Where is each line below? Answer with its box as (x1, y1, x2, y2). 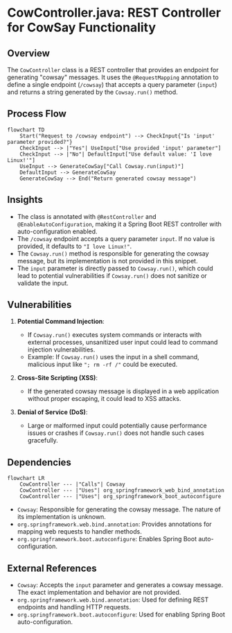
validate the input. (17, 279, 69, 287)
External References (7, 562, 97, 574)
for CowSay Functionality (7, 19, 157, 35)
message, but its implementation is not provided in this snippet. (17, 256, 198, 265)
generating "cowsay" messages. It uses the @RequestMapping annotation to (7, 73, 220, 81)
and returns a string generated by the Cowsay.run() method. (7, 88, 178, 96)
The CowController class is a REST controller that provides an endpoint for (7, 66, 220, 74)
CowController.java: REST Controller (7, 5, 222, 21)
